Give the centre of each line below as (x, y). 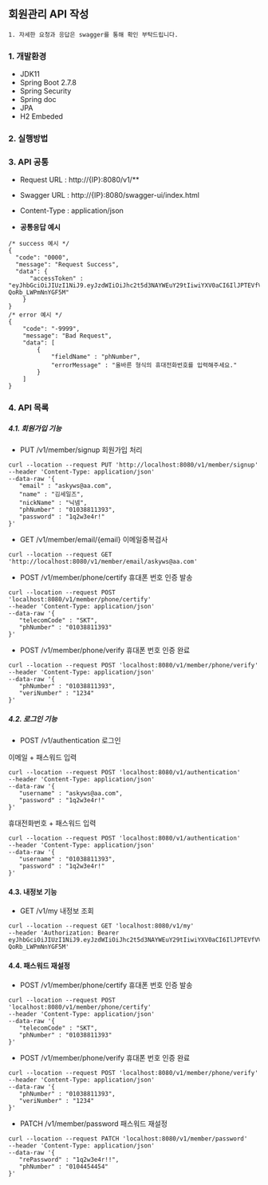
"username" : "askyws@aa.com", (71, 793)
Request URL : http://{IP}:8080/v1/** (79, 180)
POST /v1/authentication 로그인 (70, 741)
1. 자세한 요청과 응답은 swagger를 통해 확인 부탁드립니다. (93, 34)
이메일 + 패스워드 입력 (43, 758)
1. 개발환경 (28, 56)
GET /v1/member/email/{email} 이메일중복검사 (94, 540)
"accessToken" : (56, 279)
